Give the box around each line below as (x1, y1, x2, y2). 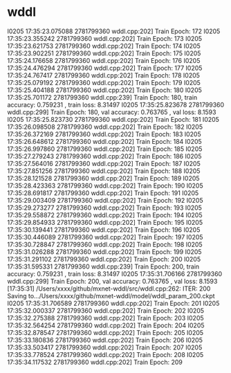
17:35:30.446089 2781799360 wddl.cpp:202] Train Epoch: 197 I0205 (7, 233, 203, 241)
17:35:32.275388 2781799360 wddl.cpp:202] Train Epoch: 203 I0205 (7, 313, 204, 322)
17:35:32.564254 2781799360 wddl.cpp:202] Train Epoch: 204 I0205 (7, 321, 205, 329)
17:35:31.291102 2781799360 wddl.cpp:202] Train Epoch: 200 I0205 (7, 255, 201, 263)
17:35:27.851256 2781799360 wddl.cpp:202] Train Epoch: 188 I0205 (7, 167, 201, 175)
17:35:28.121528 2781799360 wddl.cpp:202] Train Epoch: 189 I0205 (7, 174, 200, 182)
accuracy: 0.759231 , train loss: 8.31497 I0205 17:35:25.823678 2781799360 (7, 100, 225, 109)
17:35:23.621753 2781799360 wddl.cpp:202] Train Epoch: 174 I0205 (7, 42, 201, 50)
